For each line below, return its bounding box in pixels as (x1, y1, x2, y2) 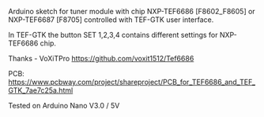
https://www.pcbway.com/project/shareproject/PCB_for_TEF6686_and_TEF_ (8, 78, 255, 86)
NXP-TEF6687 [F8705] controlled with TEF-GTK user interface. (8, 15, 214, 24)
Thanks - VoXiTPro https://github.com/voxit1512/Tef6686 (8, 54, 194, 63)
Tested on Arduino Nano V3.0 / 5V (8, 101, 120, 110)
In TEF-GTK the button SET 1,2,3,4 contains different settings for (8, 31, 219, 39)
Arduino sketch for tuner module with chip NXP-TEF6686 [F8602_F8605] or (8, 7, 255, 16)
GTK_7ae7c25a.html (8, 86, 74, 95)
